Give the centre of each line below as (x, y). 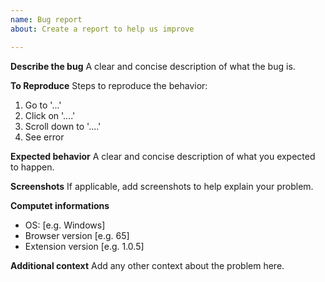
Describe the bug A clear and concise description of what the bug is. (153, 66)
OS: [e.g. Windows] (65, 225)
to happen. (32, 167)
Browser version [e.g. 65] (77, 235)
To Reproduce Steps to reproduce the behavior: (109, 85)
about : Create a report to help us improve (102, 29)
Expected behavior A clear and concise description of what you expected (163, 156)
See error (44, 137)
